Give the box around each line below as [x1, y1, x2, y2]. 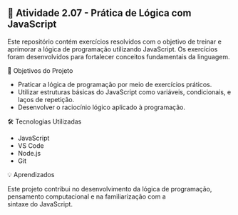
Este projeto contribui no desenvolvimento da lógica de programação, [7, 184, 212, 193]
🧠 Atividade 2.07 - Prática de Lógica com [7, 7, 192, 19]
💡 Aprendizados [7, 170, 55, 179]
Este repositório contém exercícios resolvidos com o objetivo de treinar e [7, 37, 222, 46]
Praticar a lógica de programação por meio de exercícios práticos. [17, 80, 212, 89]
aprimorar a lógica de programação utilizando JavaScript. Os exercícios [7, 44, 218, 54]
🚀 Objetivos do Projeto [7, 66, 73, 75]
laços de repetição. [17, 95, 75, 104]
